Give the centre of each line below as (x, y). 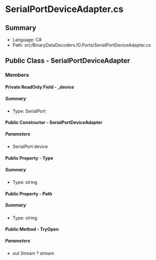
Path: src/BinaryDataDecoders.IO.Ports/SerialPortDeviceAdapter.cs (81, 45)
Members (17, 75)
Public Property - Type (29, 158)
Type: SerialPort (29, 111)
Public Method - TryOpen (32, 229)
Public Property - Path (29, 193)
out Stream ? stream (33, 253)
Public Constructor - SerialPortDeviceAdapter (54, 122)
